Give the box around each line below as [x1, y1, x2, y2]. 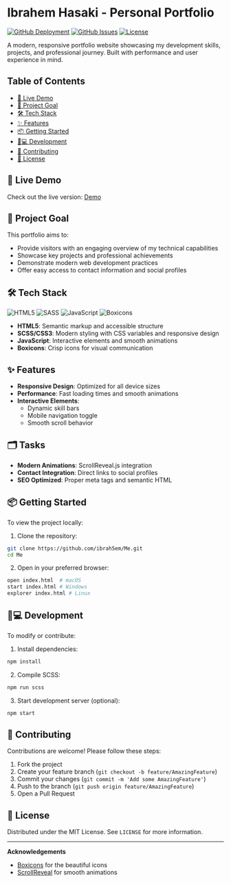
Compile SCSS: [16, 670, 60, 679]
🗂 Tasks [7, 439, 46, 451]
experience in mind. [7, 55, 63, 63]
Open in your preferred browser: [16, 564, 109, 572]
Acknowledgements [7, 848, 67, 856]
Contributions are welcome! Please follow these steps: [7, 747, 162, 755]
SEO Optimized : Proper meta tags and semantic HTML [16, 476, 173, 484]
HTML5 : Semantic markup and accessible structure [16, 322, 164, 330]
